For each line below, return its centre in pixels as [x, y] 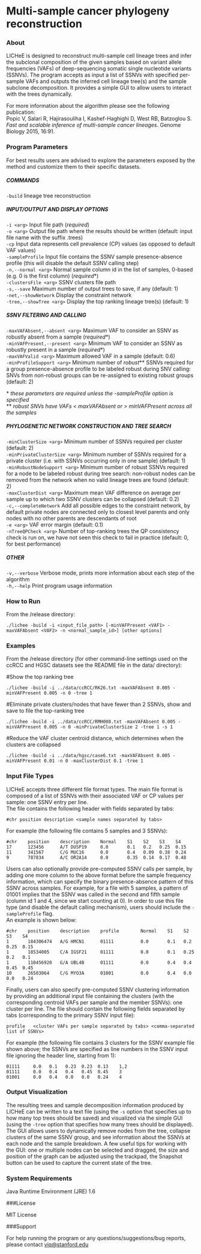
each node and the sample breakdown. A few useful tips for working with [97, 1143]
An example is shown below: [41, 920]
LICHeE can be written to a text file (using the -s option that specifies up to [99, 1111]
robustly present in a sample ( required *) [55, 349]
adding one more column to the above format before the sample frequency [99, 875]
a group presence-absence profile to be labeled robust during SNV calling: [98, 369]
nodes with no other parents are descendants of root [71, 518]
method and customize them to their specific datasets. [73, 166]
